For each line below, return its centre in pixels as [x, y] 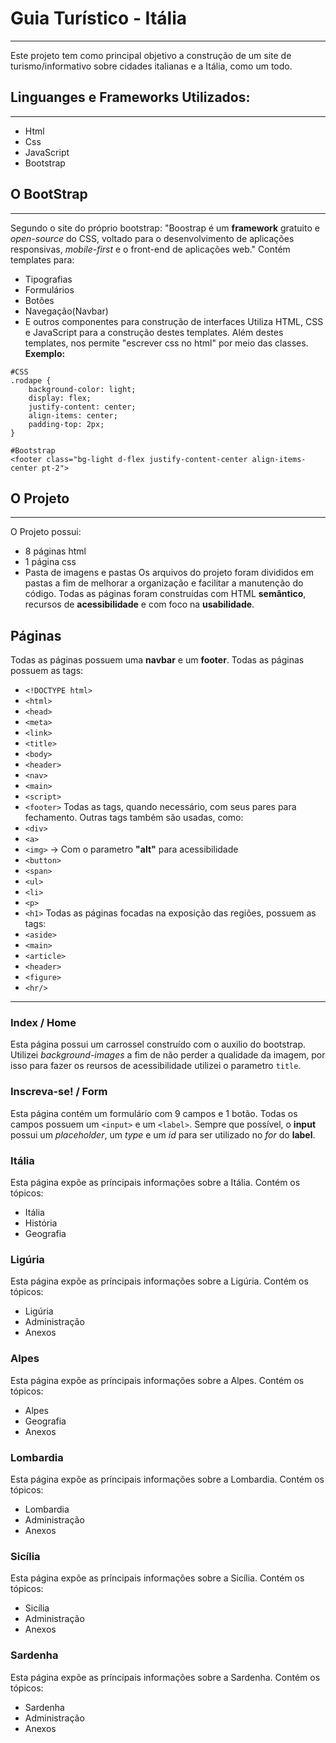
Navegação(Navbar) [66, 311]
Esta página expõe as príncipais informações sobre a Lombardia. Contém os [167, 1479]
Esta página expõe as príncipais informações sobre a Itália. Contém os [155, 1183]
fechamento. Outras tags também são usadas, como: [134, 818]
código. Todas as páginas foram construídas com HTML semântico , [165, 594]
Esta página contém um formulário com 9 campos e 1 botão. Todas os [154, 1113]
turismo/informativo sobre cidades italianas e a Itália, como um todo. [151, 66]
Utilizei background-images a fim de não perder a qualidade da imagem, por [168, 1055]
